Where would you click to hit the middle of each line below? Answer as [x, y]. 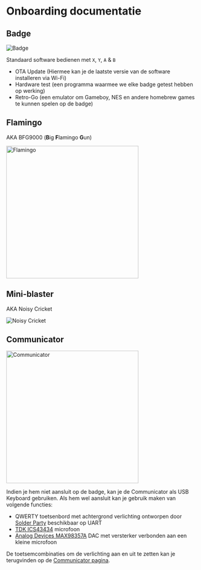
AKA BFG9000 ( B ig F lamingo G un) [49, 137]
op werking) [30, 91]
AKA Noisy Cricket [29, 309]
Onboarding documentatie [74, 11]
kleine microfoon [36, 542]
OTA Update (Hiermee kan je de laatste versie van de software [93, 71]
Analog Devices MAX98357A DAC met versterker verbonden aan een [101, 536]
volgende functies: [30, 505]
